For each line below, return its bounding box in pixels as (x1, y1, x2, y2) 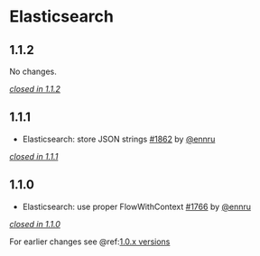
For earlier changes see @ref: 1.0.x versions (9, 236, 171, 247)
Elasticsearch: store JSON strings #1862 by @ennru (22, 133, 216, 144)
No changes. (9, 66, 57, 77)
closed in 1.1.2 (9, 84, 61, 94)
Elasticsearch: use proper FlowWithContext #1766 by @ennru (22, 201, 251, 212)
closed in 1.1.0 (9, 218, 61, 229)
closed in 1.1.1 (9, 151, 59, 161)
